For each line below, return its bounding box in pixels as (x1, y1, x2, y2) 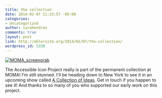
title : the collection (5, 7, 52, 12)
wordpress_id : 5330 (5, 44, 45, 49)
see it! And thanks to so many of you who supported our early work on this (5, 82, 157, 88)
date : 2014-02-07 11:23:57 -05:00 (5, 12, 77, 17)
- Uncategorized (5, 21, 39, 26)
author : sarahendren (5, 25, 48, 30)
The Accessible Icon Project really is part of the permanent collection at (5, 67, 151, 73)
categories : (5, 16, 30, 21)
